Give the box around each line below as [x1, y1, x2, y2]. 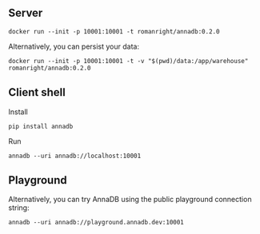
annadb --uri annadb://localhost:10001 [8, 152, 142, 160]
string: [8, 203, 30, 212]
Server [8, 6, 43, 20]
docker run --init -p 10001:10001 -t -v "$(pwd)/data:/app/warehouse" [8, 57, 249, 65]
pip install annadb [8, 122, 74, 130]
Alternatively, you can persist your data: [8, 42, 140, 51]
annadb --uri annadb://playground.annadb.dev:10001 [8, 219, 184, 227]
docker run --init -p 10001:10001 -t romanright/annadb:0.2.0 [8, 27, 220, 35]
